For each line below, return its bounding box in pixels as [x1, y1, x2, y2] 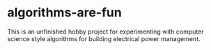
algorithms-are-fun [7, 5, 122, 21]
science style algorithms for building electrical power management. [7, 34, 201, 42]
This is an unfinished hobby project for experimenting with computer [7, 27, 204, 36]
